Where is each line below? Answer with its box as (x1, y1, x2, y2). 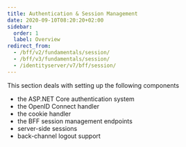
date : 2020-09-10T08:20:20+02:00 (7, 17, 104, 24)
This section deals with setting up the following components (7, 81, 179, 89)
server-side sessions (17, 124, 78, 132)
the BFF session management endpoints (17, 116, 133, 125)
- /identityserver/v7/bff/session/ (13, 62, 117, 69)
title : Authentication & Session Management (7, 10, 138, 17)
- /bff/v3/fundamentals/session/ (13, 56, 110, 63)
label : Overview (13, 36, 60, 43)
